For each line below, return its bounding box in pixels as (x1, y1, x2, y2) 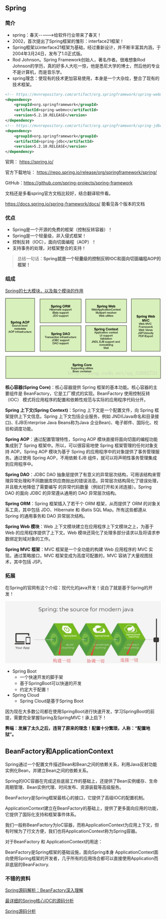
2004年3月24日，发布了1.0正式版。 (12, 50, 85, 56)
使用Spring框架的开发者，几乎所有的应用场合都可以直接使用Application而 (9, 855, 159, 861)
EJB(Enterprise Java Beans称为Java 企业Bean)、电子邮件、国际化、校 (15, 420, 159, 426)
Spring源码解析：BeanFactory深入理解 (5, 887, 83, 893)
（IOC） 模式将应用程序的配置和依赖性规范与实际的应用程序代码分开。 (5, 397, 148, 403)
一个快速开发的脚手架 (19, 674, 63, 680)
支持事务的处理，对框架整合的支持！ (12, 245, 86, 251)
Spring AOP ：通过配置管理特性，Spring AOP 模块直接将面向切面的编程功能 (5, 436, 158, 442)
